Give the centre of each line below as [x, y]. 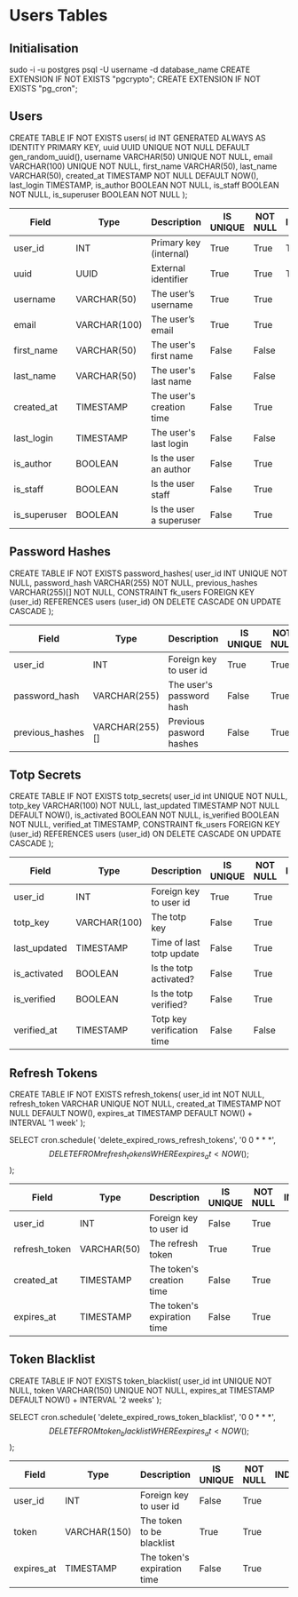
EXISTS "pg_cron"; [43, 88]
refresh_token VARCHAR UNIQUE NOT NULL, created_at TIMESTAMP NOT [145, 1104]
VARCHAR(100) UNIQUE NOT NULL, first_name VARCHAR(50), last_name [143, 166]
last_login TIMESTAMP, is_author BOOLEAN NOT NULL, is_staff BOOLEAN [144, 185]
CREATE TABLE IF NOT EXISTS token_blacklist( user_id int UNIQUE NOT [141, 1381]
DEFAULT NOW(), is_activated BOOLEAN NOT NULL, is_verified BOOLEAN [144, 815]
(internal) [170, 253]
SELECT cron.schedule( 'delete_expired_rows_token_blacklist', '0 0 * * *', [143, 1417]
